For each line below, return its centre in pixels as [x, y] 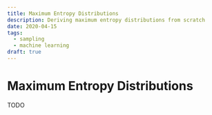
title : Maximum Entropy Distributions [63, 13]
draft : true [24, 52]
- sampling [29, 39]
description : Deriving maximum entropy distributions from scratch [106, 20]
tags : [15, 33]
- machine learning [41, 45]
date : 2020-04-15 [32, 26]
